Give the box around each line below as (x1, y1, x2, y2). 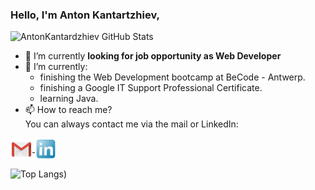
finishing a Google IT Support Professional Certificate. (39, 82, 263, 94)
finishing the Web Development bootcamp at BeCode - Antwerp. (39, 71, 306, 83)
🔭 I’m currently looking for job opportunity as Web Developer (24, 50, 282, 62)
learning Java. (39, 93, 99, 105)
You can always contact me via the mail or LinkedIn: (24, 118, 239, 130)
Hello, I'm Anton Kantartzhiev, (10, 8, 161, 22)
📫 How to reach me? (24, 104, 113, 116)
